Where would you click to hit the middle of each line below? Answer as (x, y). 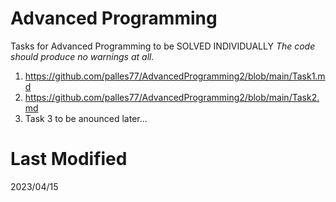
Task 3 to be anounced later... (86, 118)
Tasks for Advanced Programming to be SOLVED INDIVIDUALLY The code (163, 46)
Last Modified (69, 159)
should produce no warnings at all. (82, 56)
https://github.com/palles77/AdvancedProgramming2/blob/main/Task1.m (175, 76)
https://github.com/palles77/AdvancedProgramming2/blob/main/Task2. (172, 97)
